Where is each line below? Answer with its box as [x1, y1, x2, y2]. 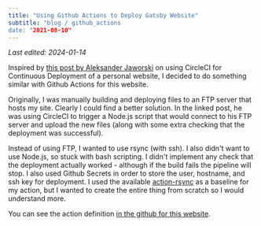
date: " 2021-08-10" [8, 26, 72, 34]
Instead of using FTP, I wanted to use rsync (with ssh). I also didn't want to [8, 143, 250, 154]
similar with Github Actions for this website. [8, 80, 149, 89]
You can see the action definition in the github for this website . [8, 209, 211, 219]
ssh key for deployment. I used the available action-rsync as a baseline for [8, 177, 249, 187]
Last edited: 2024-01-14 [8, 48, 86, 57]
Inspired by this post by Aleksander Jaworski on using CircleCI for [8, 63, 222, 72]
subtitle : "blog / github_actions [8, 19, 122, 27]
